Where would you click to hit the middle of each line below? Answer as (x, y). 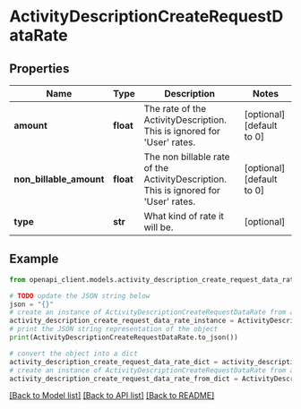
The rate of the (175, 109)
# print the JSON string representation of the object (114, 329)
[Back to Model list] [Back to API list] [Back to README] (112, 396)
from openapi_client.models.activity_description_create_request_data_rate (154, 279)
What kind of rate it (184, 216)
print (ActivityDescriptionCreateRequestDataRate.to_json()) (124, 337)
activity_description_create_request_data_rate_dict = (114, 362)
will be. (159, 227)
